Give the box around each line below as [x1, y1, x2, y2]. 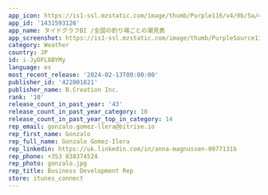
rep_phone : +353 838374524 [8, 152, 98, 160]
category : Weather [8, 41, 69, 49]
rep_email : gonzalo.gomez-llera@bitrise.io [8, 123, 156, 131]
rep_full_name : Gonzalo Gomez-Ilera [8, 137, 130, 146]
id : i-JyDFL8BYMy [8, 57, 66, 64]
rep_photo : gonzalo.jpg [8, 160, 88, 168]
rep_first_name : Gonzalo [8, 130, 91, 138]
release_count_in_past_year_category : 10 [8, 108, 148, 116]
